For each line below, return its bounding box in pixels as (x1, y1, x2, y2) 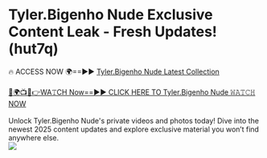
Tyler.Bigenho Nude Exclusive (8, 6, 213, 24)
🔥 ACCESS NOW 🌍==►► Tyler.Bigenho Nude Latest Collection (8, 67, 220, 76)
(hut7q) (8, 40, 59, 58)
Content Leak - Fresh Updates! (8, 22, 217, 41)
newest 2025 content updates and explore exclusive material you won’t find (8, 124, 260, 134)
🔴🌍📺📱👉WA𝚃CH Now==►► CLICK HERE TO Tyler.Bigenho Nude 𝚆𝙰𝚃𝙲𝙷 (8, 87, 256, 97)
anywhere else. (8, 132, 59, 142)
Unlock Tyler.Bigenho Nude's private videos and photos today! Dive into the (8, 115, 260, 125)
